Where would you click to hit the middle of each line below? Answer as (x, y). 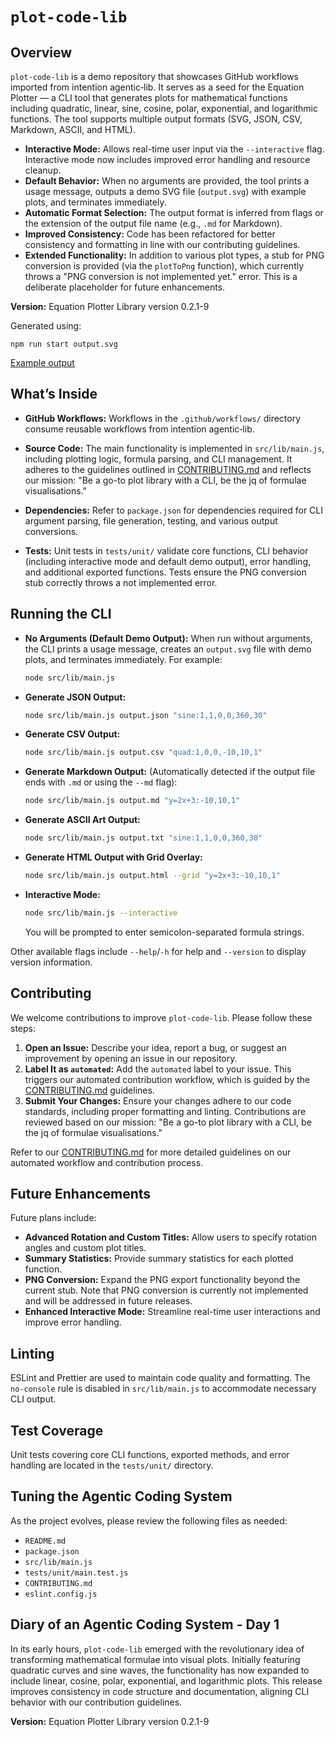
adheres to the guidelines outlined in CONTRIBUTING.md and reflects (168, 469)
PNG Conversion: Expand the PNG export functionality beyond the (162, 1280)
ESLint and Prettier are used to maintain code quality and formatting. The (160, 1378)
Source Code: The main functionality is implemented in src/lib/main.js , (174, 448)
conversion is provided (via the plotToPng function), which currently (164, 266)
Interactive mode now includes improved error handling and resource (167, 159)
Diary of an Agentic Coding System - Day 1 (145, 1624)
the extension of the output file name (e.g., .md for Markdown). (153, 223)
